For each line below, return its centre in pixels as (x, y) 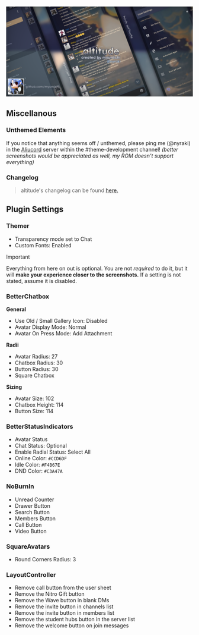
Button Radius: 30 (36, 369)
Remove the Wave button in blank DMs (62, 601)
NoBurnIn (20, 486)
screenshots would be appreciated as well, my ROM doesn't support (90, 156)
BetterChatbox (28, 296)
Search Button (32, 512)
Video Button (31, 531)
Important (18, 257)
